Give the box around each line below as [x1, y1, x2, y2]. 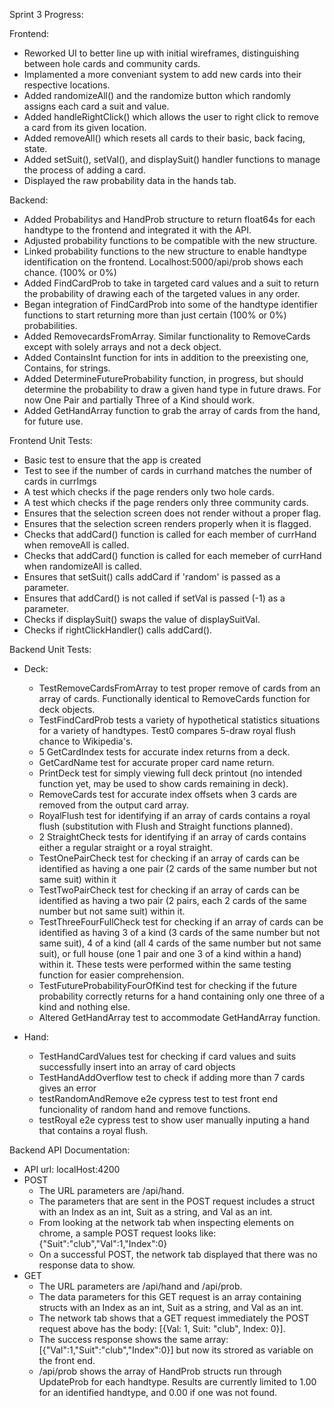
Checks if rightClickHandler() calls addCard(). [23, 624, 213, 636]
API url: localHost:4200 [23, 1164, 121, 1175]
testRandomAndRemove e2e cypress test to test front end [38, 1093, 279, 1104]
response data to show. [38, 1259, 136, 1271]
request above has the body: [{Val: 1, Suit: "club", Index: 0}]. [38, 1323, 286, 1334]
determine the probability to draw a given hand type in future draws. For [23, 384, 322, 395]
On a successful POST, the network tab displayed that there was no [38, 1249, 318, 1260]
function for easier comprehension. [38, 969, 185, 981]
